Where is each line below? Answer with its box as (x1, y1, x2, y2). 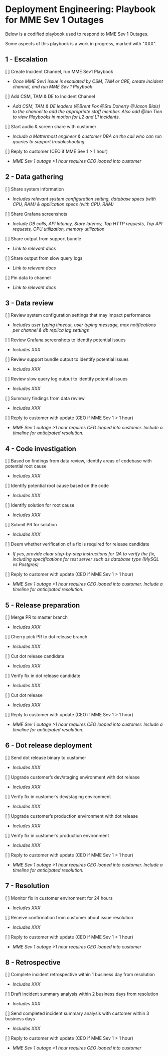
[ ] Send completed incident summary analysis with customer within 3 (5, 1010, 149, 1016)
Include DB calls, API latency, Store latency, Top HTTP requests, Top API (12, 220, 163, 227)
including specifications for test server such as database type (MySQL (12, 556, 159, 562)
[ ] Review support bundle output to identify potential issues (5, 356, 129, 362)
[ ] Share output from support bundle (5, 235, 82, 242)
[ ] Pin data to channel (5, 274, 51, 280)
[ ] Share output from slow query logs (5, 255, 83, 261)
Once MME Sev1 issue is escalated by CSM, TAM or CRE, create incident (12, 78, 163, 84)
